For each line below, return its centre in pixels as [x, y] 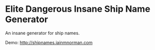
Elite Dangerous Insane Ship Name [78, 9]
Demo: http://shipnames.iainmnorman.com [49, 42]
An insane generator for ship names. [42, 33]
